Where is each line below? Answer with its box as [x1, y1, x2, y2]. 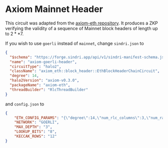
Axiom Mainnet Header [5, 3, 103, 15]
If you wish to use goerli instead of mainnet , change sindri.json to [5, 40, 144, 46]
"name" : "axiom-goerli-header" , [9, 59, 77, 64]
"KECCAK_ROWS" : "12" [14, 134, 57, 139]
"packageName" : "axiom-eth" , [9, 82, 70, 88]
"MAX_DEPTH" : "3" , [14, 124, 52, 129]
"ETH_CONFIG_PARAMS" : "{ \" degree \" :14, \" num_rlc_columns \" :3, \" [14, 115, 151, 120]
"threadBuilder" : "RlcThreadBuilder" [9, 87, 88, 92]
